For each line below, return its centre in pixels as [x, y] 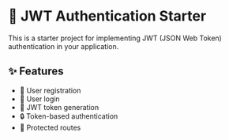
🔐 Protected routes [50, 127]
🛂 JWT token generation [59, 107]
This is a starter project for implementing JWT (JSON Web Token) [115, 38]
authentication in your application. [64, 46]
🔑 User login [40, 99]
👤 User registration [50, 90]
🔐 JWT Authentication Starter [107, 16]
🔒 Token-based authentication [69, 116]
